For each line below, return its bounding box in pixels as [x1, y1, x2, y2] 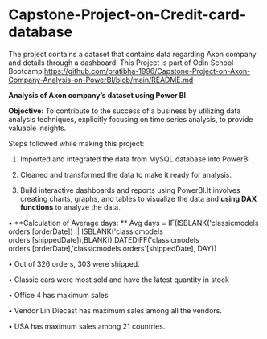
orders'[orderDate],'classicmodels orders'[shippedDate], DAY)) [8, 243, 217, 253]
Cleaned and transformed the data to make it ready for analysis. [19, 169, 232, 179]
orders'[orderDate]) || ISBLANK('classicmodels [8, 227, 163, 236]
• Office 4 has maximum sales [8, 290, 109, 300]
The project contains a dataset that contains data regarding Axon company [8, 49, 257, 59]
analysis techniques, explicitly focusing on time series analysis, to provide [8, 114, 253, 124]
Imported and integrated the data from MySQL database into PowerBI [19, 154, 251, 164]
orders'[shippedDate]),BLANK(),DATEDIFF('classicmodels [8, 235, 199, 244]
